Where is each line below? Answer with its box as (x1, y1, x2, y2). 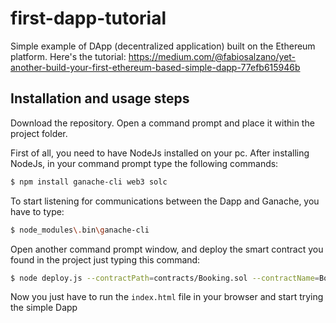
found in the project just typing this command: (10, 253, 201, 266)
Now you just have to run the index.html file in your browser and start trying (10, 291, 324, 303)
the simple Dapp (10, 302, 78, 314)
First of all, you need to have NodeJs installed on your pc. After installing (10, 147, 310, 159)
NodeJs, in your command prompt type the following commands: (10, 157, 279, 169)
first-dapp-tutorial (10, 7, 167, 30)
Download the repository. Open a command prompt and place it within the (10, 117, 315, 129)
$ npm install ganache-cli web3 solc (10, 177, 168, 187)
